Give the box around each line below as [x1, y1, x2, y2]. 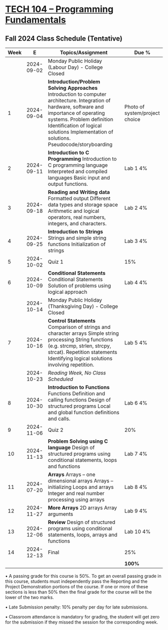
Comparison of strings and [47, 324, 111, 330]
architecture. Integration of [47, 97, 111, 104]
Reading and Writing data [47, 189, 110, 195]
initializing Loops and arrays [47, 483, 114, 490]
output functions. [47, 181, 88, 187]
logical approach [47, 289, 87, 295]
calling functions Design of [47, 397, 111, 403]
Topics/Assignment [59, 49, 108, 56]
